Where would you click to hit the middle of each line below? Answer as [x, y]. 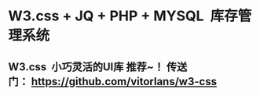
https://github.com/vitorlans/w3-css [124, 82]
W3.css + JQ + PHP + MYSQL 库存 [123, 16]
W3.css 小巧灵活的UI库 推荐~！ [86, 67]
